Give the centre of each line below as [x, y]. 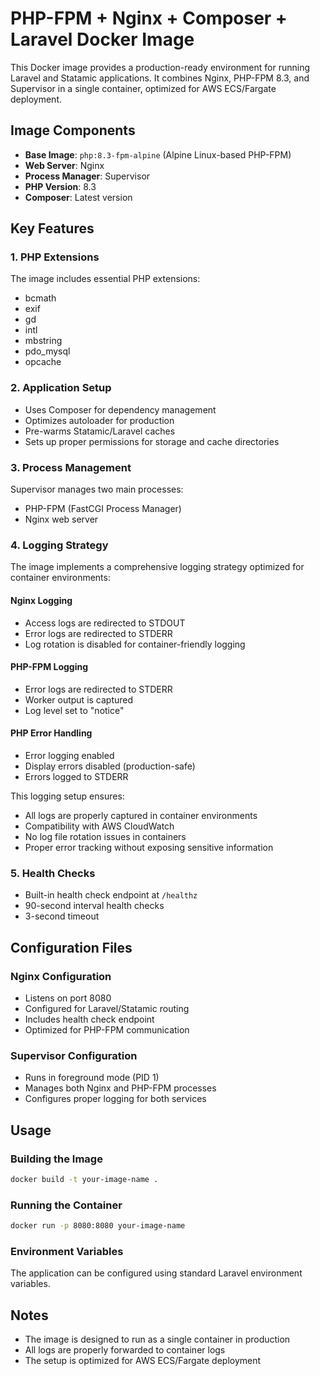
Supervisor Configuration [74, 1055]
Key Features [52, 228]
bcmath [40, 298]
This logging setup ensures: [67, 796]
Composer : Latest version [78, 197]
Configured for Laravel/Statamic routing [107, 1008]
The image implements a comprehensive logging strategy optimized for [157, 567]
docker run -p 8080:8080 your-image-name [98, 1226]
